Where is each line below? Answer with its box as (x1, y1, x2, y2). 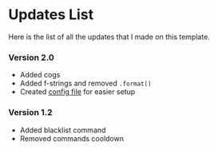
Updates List (8, 6, 94, 24)
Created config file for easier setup (19, 87, 136, 97)
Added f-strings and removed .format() (19, 78, 152, 89)
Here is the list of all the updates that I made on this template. (8, 32, 210, 41)
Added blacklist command (19, 125, 106, 135)
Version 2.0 (8, 52, 54, 63)
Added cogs (19, 70, 61, 80)
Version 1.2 (8, 107, 54, 118)
